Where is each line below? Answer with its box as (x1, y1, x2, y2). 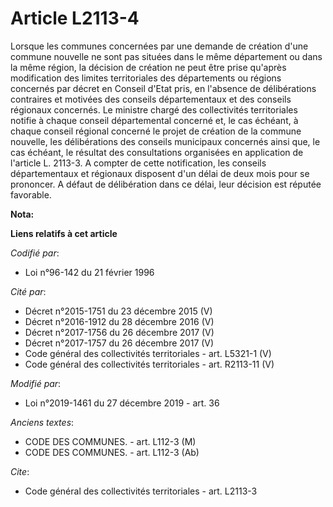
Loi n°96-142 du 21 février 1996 (24, 266, 155, 278)
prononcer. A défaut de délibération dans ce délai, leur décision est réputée (10, 178, 322, 190)
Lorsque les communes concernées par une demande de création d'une (10, 40, 309, 52)
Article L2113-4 (10, 7, 140, 30)
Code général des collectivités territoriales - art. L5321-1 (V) (24, 347, 272, 359)
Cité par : (10, 285, 47, 297)
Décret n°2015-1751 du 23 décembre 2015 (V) (24, 305, 213, 317)
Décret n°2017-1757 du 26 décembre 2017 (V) (24, 337, 215, 349)
